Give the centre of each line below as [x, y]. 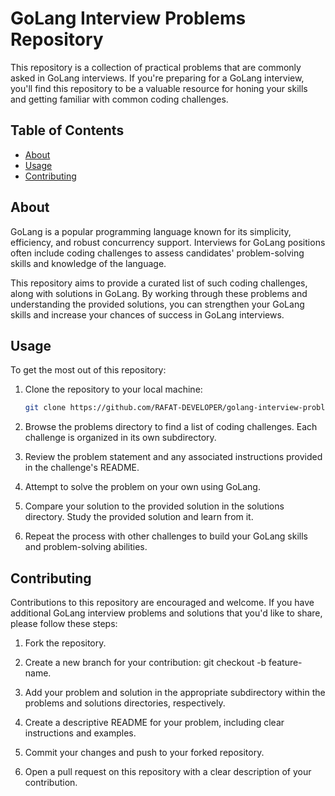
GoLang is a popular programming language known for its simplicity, [151, 231]
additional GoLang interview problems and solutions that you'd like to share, [166, 613]
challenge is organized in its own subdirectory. [120, 438]
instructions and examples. [80, 733]
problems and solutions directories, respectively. [125, 703]
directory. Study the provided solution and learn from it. [139, 517]
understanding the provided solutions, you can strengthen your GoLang [157, 304]
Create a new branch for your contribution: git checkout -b [145, 663]
